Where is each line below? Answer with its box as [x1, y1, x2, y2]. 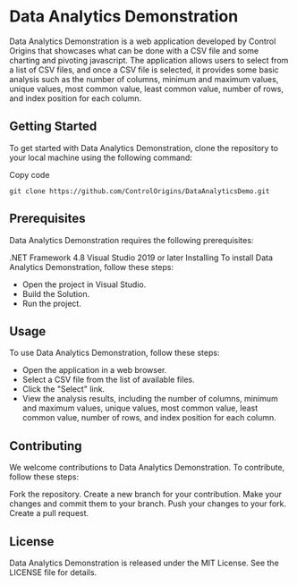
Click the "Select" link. [21, 384, 106, 394]
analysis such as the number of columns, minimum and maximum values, [9, 73, 279, 84]
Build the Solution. [21, 288, 90, 299]
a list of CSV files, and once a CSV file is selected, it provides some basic [9, 64, 279, 75]
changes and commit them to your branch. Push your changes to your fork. [9, 498, 287, 509]
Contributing [9, 438, 82, 454]
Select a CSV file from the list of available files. [21, 374, 195, 386]
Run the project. [21, 298, 82, 309]
